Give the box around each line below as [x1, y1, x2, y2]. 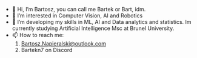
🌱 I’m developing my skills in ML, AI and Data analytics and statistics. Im [12, 19, 192, 25]
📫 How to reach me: [12, 32, 64, 38]
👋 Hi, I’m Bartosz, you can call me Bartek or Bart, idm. [12, 6, 146, 13]
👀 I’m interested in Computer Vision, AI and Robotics [12, 12, 143, 19]
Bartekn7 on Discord [21, 47, 73, 53]
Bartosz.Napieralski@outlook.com [21, 40, 106, 47]
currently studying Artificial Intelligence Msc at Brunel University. [12, 25, 175, 32]
